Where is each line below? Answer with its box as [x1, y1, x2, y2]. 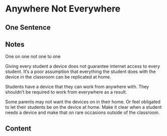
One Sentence [5, 23, 51, 32]
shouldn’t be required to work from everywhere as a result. [5, 89, 127, 95]
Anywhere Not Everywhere [5, 3, 121, 15]
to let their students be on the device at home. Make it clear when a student [5, 104, 162, 110]
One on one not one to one [5, 53, 61, 59]
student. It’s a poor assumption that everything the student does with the [5, 69, 156, 75]
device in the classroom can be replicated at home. [5, 74, 112, 80]
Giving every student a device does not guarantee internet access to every [5, 63, 160, 70]
